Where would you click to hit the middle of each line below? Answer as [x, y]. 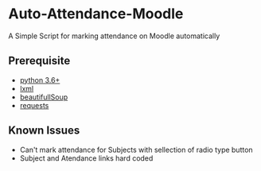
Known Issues [44, 131]
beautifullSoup [44, 97]
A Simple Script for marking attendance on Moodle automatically [114, 36]
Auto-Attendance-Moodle [96, 14]
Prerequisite [39, 61]
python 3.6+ [40, 80]
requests [34, 105]
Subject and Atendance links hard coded [86, 158]
